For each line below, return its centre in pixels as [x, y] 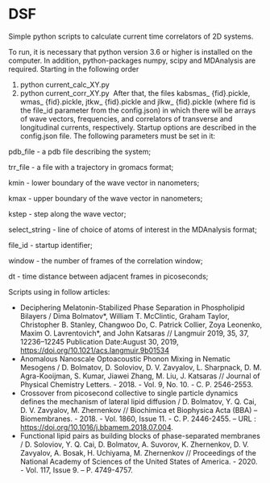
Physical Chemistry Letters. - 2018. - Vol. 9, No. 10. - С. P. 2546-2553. [137, 384]
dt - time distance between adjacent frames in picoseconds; [108, 276]
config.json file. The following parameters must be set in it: [118, 136]
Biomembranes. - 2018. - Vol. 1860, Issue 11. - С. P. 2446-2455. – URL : [138, 419]
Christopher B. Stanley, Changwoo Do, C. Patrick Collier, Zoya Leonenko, [141, 324]
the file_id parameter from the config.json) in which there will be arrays [138, 110]
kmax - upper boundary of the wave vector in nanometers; [106, 198]
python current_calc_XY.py [65, 85]
